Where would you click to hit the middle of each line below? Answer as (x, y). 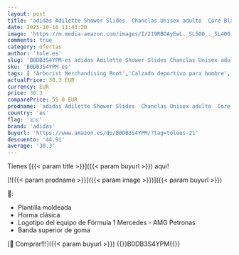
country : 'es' (28, 113)
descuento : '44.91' (36, 139)
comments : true (30, 40)
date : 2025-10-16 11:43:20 (47, 27)
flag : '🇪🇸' (25, 119)
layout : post (27, 14)
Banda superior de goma (54, 230)
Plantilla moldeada (45, 207)
